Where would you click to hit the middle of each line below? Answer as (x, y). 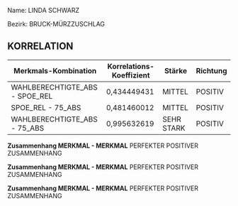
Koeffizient (131, 75)
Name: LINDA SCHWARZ (44, 10)
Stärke (176, 70)
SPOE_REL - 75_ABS (46, 107)
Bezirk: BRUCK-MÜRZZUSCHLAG (56, 24)
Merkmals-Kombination (55, 70)
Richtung (211, 70)
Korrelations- (131, 66)
